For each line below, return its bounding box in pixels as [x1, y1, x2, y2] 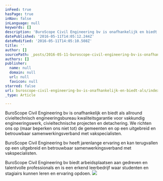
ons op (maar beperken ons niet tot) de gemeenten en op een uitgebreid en [5, 125, 156, 131]
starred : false [5, 83, 36, 89]
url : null [9, 75, 29, 79]
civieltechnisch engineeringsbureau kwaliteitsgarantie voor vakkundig [5, 115, 145, 121]
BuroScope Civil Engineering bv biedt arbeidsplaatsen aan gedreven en [5, 160, 148, 166]
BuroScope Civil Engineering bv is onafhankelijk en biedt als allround [5, 110, 142, 116]
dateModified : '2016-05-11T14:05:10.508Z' [5, 39, 92, 44]
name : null [9, 66, 32, 71]
